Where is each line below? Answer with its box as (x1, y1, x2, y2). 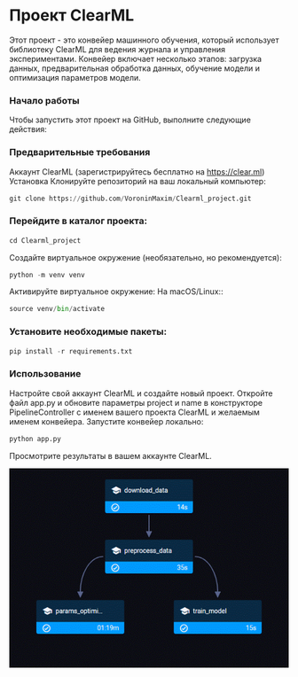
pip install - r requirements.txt (9, 346, 133, 355)
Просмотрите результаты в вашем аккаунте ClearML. (9, 450, 213, 461)
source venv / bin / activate (9, 305, 105, 314)
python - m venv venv (9, 270, 86, 279)
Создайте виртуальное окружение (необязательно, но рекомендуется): (9, 252, 282, 262)
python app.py (9, 434, 62, 443)
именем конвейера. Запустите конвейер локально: (9, 416, 204, 426)
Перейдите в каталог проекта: (9, 214, 148, 227)
